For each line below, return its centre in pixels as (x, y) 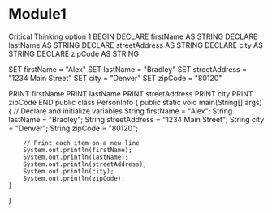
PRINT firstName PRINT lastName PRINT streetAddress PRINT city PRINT (131, 93)
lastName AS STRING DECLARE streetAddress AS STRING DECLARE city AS (136, 45)
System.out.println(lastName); (76, 157)
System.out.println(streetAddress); (85, 164)
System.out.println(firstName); (78, 150)
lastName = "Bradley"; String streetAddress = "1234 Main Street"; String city (136, 119)
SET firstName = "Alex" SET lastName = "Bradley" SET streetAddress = (128, 69)
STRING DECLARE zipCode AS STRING (74, 53)
